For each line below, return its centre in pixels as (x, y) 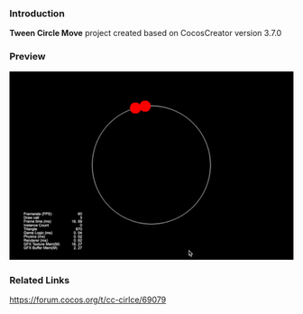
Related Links (40, 280)
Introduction (37, 14)
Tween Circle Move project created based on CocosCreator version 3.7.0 (146, 33)
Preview (28, 57)
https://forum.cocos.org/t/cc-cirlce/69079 (88, 300)
